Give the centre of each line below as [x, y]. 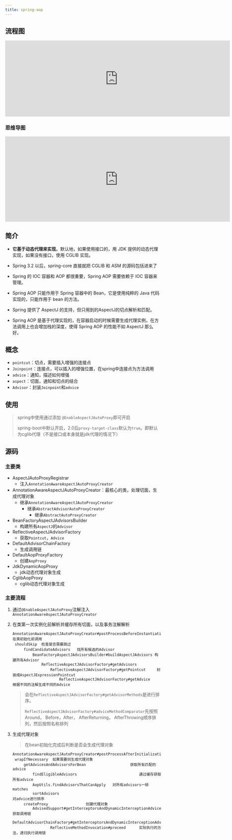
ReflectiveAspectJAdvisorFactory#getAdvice [105, 680]
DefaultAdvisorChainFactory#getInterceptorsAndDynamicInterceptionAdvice [90, 823]
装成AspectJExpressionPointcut [44, 675]
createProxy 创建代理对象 [66, 804]
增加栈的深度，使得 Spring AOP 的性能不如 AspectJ [91, 326]
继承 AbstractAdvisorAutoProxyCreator [66, 508]
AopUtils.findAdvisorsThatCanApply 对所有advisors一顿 [90, 785]
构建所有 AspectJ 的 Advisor [46, 526]
